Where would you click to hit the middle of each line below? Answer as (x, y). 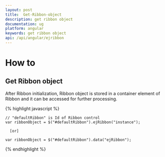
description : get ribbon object (39, 19)
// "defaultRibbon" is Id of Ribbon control (53, 118)
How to (20, 63)
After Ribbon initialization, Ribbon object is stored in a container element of (83, 93)
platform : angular (24, 29)
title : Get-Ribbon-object (33, 15)
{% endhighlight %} (26, 149)
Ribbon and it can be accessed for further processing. (61, 99)
